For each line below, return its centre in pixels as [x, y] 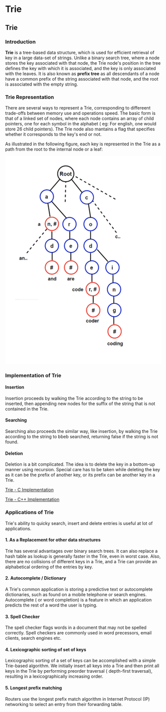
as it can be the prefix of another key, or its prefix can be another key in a [80, 475]
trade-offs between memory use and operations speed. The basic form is [80, 113]
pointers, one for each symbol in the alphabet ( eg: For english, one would [81, 124]
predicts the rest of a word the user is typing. [51, 605]
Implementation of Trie [33, 375]
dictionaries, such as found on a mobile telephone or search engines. [76, 594]
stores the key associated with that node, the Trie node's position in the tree [83, 63]
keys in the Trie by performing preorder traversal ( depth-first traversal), [79, 671]
